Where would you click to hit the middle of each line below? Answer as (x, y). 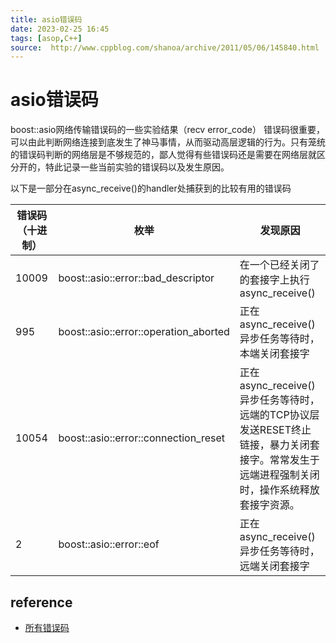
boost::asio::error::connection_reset (142, 438)
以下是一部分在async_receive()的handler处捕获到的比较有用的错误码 (151, 188)
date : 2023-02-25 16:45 (60, 29)
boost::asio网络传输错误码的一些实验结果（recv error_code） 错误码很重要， (167, 130)
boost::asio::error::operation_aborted (144, 332)
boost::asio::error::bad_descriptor (136, 278)
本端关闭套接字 (274, 354)
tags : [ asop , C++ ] (46, 38)
